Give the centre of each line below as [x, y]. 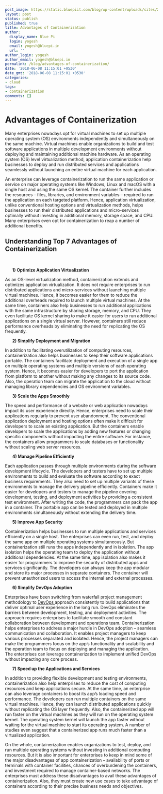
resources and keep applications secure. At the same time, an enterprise [78, 688]
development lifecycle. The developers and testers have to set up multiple [79, 471]
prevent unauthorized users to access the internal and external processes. [79, 578]
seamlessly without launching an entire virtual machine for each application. [81, 170]
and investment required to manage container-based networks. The [73, 771]
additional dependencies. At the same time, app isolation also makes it [75, 557]
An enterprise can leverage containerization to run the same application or [79, 179]
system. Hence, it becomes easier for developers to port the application [77, 371]
